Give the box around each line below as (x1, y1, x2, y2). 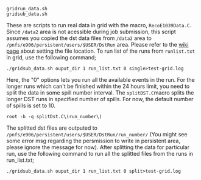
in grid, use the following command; (6, 54, 96, 61)
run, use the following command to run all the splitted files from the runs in (6, 150, 194, 157)
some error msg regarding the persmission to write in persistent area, (6, 137, 181, 144)
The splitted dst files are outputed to (6, 124, 97, 132)
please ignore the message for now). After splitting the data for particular (6, 144, 190, 151)
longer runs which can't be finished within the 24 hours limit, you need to (6, 82, 190, 90)
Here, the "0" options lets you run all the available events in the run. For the (6, 76, 195, 83)
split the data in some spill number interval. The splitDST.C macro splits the (6, 89, 194, 96)
